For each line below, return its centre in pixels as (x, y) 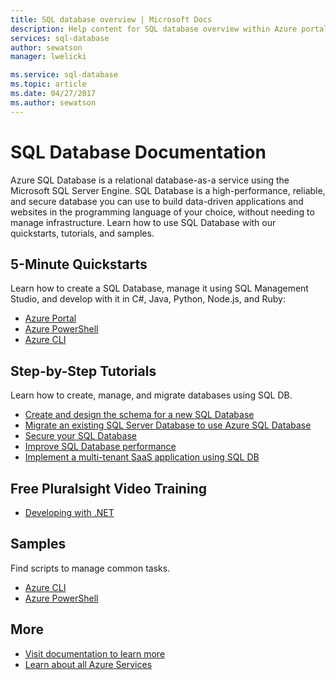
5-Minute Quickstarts (79, 264)
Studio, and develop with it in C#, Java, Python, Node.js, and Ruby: (148, 299)
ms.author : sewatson (53, 102)
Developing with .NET (69, 512)
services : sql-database (60, 38)
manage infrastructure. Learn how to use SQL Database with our (143, 222)
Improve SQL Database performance (100, 447)
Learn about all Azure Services (88, 664)
